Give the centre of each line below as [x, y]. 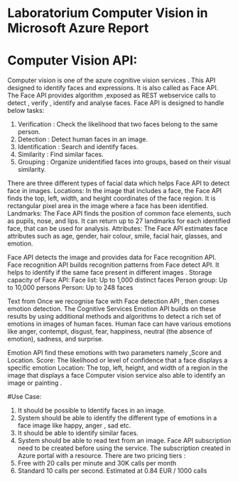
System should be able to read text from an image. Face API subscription [124, 441]
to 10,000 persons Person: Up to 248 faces [70, 287]
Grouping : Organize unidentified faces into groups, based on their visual [124, 162]
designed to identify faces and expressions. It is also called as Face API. [113, 88]
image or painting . [35, 383]
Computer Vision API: [72, 61]
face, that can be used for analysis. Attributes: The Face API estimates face [118, 229]
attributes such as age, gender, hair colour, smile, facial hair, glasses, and [115, 236]
